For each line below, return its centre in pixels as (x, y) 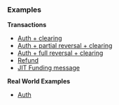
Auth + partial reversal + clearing (65, 46)
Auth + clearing (40, 38)
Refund (28, 60)
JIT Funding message (49, 68)
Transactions (27, 25)
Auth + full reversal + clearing (60, 53)
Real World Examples (39, 81)
